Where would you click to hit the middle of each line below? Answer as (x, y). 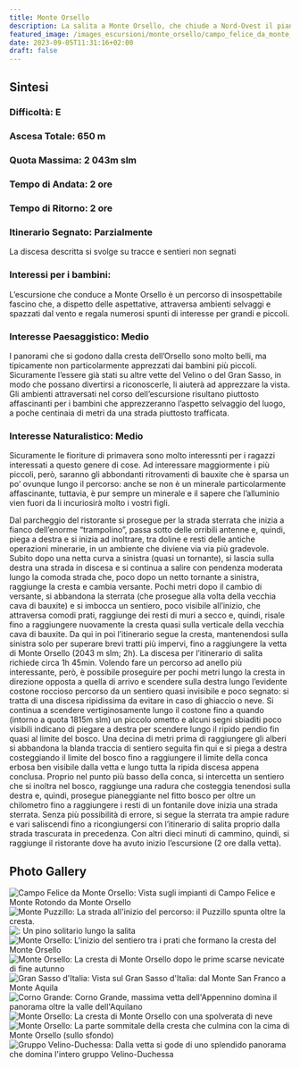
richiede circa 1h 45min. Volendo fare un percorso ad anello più (126, 663)
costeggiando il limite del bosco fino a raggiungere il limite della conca (139, 758)
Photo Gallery (48, 871)
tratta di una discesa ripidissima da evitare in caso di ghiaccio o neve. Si (142, 701)
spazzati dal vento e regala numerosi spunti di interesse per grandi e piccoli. (150, 313)
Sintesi (29, 87)
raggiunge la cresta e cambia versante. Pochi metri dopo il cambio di (136, 587)
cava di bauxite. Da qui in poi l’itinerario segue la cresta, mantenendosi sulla (149, 635)
